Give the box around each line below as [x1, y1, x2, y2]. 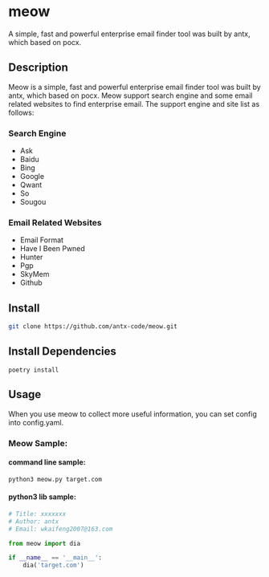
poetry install [8, 366, 59, 374]
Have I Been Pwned [19, 244, 86, 254]
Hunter [19, 252, 43, 262]
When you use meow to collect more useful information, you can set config [8, 408, 257, 419]
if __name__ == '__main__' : [8, 554, 103, 562]
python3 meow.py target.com [8, 475, 103, 483]
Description [8, 61, 68, 75]
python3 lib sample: [8, 492, 76, 502]
